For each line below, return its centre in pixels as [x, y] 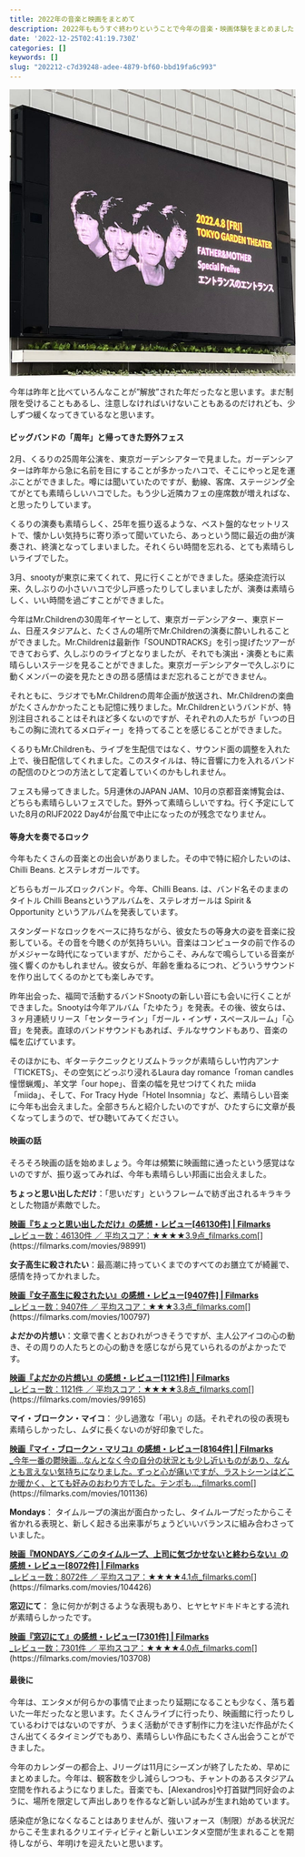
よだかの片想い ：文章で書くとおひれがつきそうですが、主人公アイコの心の [148, 1335]
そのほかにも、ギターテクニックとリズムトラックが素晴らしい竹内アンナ [144, 1061]
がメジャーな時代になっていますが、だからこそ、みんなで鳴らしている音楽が [152, 954]
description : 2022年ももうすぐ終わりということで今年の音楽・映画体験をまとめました [152, 29]
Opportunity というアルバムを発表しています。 [96, 912]
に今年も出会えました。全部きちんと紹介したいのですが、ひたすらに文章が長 [152, 1107]
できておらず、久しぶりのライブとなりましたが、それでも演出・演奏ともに [148, 654]
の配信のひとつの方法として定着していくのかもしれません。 [120, 772]
